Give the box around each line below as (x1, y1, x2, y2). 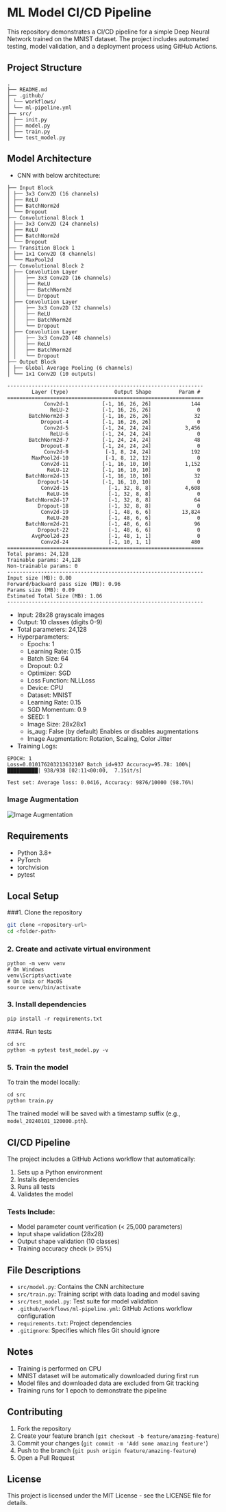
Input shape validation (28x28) (16, 1230, 104, 1238)
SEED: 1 (27, 712, 49, 721)
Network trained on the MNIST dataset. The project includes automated (7, 34, 209, 43)
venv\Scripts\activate (7, 972, 72, 979)
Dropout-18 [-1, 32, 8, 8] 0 (37, 502, 201, 509)
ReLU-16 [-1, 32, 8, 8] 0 (47, 491, 201, 497)
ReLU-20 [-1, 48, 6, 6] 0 (47, 515, 201, 521)
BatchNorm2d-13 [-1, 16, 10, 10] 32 (25, 472, 201, 480)
